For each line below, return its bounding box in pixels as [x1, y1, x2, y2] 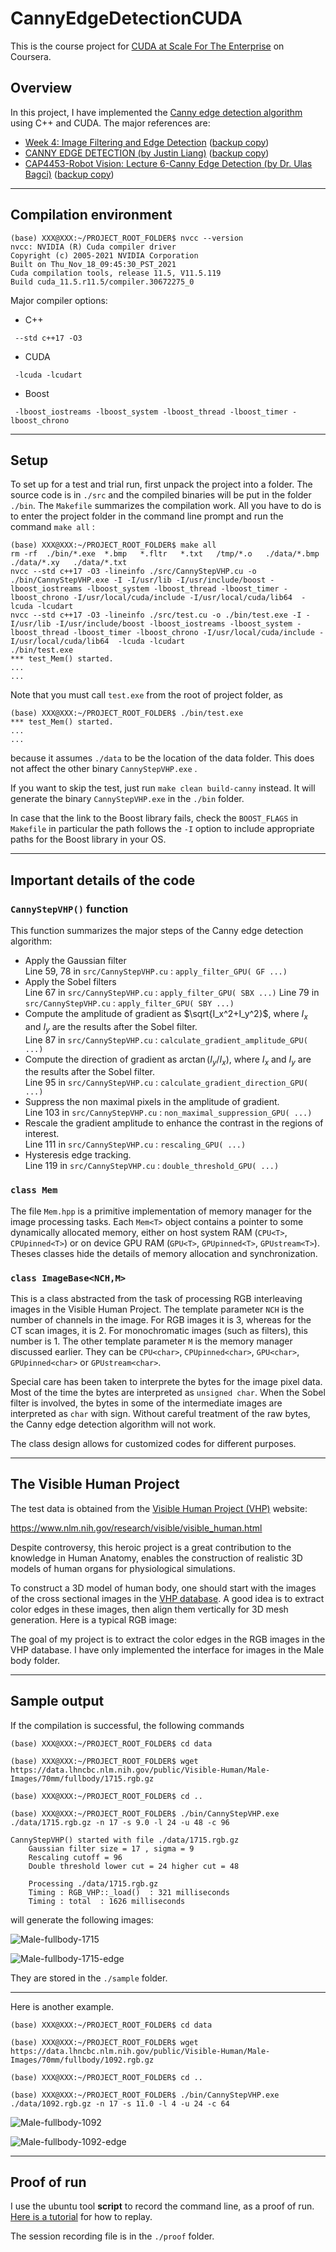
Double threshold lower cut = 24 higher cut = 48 [28, 1861, 240, 1871]
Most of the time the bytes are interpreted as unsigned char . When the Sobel [10, 1387, 326, 1399]
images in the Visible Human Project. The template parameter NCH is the [10, 1303, 305, 1316]
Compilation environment [10, 207, 173, 224]
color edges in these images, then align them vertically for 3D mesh [10, 1603, 289, 1615]
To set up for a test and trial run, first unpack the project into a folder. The [10, 478, 313, 491]
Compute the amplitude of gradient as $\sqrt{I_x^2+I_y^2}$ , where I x [24, 1008, 308, 1022]
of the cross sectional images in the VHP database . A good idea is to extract [10, 1592, 325, 1604]
